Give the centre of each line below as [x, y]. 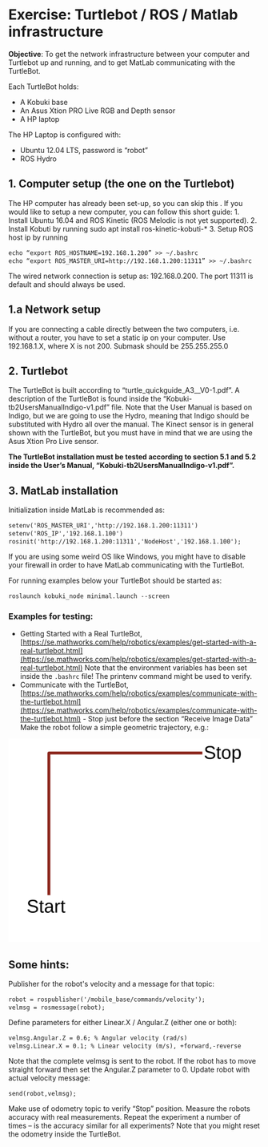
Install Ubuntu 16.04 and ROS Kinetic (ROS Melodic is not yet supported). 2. [133, 220]
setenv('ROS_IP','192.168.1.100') [66, 534]
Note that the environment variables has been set [166, 668]
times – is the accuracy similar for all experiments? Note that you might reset [134, 1126]
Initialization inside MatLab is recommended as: [87, 510]
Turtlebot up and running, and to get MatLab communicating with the [122, 63]
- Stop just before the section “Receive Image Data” [168, 719]
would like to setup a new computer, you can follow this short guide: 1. [124, 212]
